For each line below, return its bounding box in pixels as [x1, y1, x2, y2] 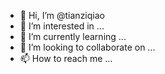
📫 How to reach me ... [19, 53, 113, 64]
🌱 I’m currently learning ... [19, 31, 127, 42]
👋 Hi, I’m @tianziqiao [19, 10, 105, 21]
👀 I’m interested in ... [19, 20, 105, 32]
